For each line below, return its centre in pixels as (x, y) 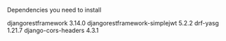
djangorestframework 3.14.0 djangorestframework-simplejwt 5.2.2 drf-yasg (113, 23)
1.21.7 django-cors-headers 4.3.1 (53, 30)
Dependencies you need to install (54, 10)
